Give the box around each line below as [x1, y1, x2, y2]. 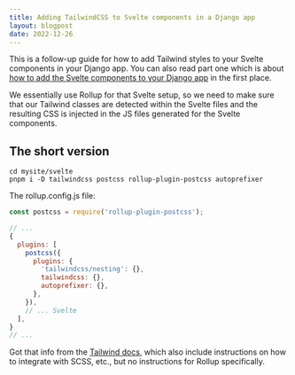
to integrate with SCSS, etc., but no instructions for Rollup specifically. [9, 356, 266, 367]
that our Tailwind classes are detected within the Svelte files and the [9, 99, 259, 110]
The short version [9, 144, 110, 159]
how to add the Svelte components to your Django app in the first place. [9, 73, 272, 83]
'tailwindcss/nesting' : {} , [41, 265, 144, 274]
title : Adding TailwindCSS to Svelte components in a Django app [9, 12, 255, 22]
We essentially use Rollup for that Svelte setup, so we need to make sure [9, 90, 275, 100]
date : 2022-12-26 [9, 29, 74, 38]
